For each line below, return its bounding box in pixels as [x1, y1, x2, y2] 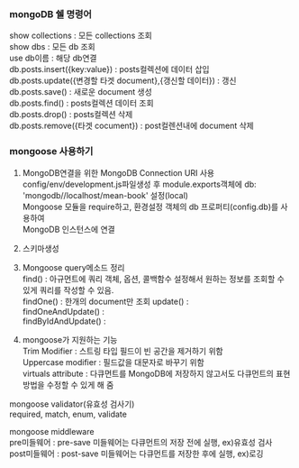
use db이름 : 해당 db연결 [9, 52, 97, 64]
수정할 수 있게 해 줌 [46, 379, 114, 390]
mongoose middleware [9, 426, 95, 436]
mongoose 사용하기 [9, 145, 94, 158]
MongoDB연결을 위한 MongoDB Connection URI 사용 [22, 167, 214, 178]
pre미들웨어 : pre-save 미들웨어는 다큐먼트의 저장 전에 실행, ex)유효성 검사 [9, 436, 273, 447]
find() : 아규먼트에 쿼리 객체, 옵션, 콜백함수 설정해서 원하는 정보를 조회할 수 [22, 273, 285, 284]
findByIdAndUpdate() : [22, 316, 106, 326]
